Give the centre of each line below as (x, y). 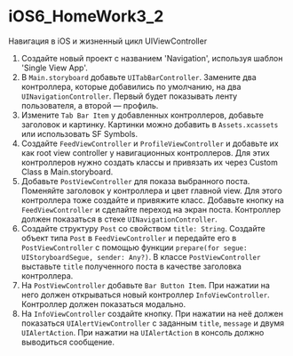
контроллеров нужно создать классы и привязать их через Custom (150, 162)
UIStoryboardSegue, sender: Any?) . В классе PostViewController (141, 256)
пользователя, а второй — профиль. (90, 105)
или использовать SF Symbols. (79, 133)
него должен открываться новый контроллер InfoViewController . (145, 295)
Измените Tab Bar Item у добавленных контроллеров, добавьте (142, 115)
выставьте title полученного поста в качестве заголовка (131, 266)
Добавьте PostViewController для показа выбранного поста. (135, 181)
